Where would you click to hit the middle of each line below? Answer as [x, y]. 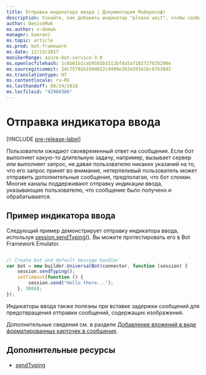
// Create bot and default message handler [63, 260]
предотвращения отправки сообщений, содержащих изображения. [95, 312]
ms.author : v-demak [31, 29]
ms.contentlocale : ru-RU [38, 80]
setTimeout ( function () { [51, 277]
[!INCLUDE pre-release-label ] [44, 139]
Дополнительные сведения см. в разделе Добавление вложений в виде [101, 324]
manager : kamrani [29, 35]
